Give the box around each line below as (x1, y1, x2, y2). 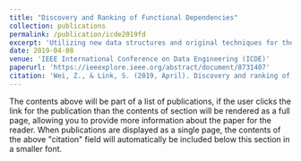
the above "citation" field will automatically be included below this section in (9, 133, 290, 144)
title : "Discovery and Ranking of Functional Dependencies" (9, 13, 239, 22)
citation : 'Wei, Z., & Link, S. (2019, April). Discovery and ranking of (9, 72, 291, 80)
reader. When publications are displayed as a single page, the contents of (9, 124, 281, 135)
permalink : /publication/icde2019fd (9, 30, 146, 38)
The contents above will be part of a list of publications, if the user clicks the (9, 96, 291, 106)
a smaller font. (9, 143, 63, 154)
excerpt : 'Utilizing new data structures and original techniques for (9, 38, 279, 47)
